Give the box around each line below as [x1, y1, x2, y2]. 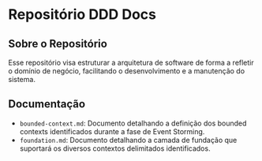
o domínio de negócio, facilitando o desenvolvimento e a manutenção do [8, 66, 245, 76]
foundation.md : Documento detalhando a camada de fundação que [19, 135, 238, 144]
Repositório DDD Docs [8, 6, 156, 24]
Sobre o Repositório [8, 37, 108, 51]
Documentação [8, 97, 85, 111]
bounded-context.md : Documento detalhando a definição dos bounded [19, 118, 247, 128]
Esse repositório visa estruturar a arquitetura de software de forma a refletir [8, 58, 254, 67]
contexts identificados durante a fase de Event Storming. [19, 126, 205, 136]
